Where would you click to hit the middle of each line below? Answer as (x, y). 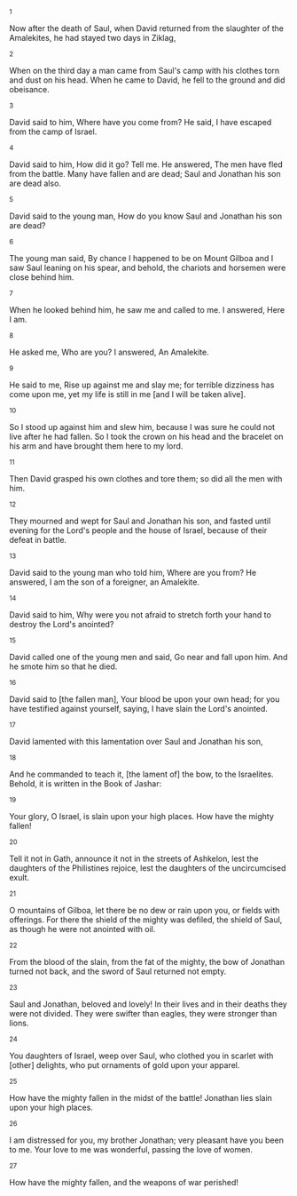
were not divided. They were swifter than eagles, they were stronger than (143, 1013)
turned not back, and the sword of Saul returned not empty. (118, 971)
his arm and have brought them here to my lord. (96, 446)
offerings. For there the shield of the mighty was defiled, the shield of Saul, (146, 920)
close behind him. (42, 277)
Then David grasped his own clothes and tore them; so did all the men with (146, 478)
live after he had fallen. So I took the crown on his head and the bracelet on (146, 436)
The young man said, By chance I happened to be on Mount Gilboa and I (141, 258)
